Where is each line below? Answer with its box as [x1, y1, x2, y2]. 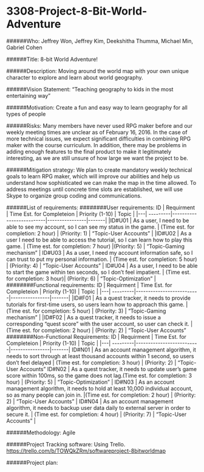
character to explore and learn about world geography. [6, 74, 144, 81]
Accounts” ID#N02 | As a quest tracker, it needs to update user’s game [19, 365, 197, 372]
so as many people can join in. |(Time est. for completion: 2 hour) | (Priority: [6, 391, 196, 398]
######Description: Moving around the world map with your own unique [6, 67, 189, 74]
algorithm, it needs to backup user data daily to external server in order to [6, 404, 191, 411]
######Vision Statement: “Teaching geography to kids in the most [6, 85, 174, 92]
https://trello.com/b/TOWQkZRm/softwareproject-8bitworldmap [6, 447, 166, 454]
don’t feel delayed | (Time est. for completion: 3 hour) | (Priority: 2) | [6, 359, 177, 366]
